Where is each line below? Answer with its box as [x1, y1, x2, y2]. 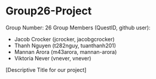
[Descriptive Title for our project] [5, 66, 87, 73]
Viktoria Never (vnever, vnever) [14, 54, 91, 62]
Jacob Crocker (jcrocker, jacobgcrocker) [14, 35, 115, 42]
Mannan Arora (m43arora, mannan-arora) [14, 48, 117, 55]
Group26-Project [5, 4, 92, 18]
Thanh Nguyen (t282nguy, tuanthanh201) [14, 42, 117, 49]
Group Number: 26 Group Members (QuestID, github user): [5, 24, 151, 31]
